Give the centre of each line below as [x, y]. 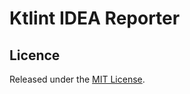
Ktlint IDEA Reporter [95, 18]
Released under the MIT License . [77, 79]
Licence [35, 55]
